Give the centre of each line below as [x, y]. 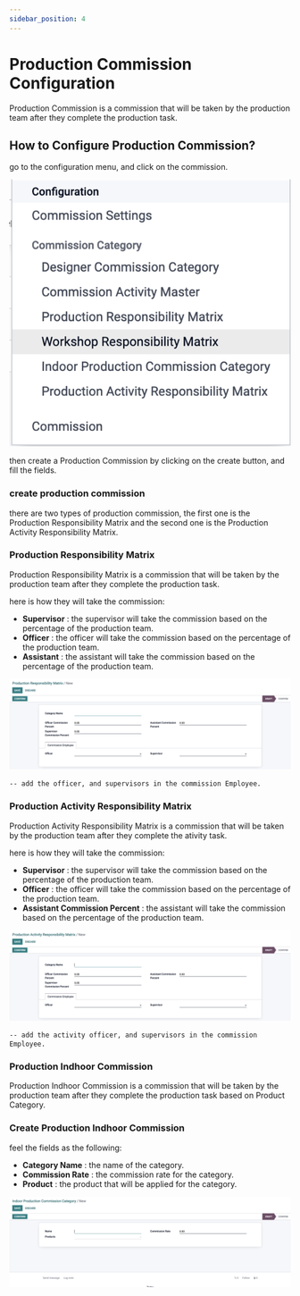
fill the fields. [33, 470]
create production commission [77, 493]
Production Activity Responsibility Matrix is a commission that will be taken [146, 826]
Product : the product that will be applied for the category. [129, 1183]
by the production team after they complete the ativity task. [118, 835]
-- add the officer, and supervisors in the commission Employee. [135, 784]
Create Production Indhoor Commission [97, 1128]
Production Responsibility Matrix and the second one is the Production [139, 522]
